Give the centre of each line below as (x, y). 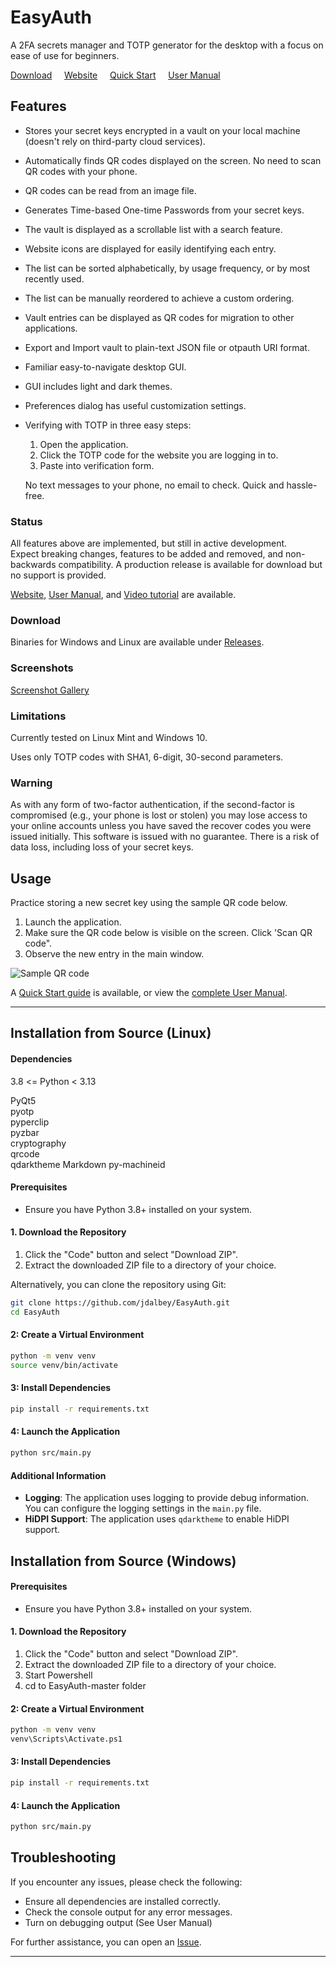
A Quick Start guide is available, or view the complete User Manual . (149, 993)
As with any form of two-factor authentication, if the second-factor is (152, 805)
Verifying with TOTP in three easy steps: (108, 425)
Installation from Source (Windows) (123, 1561)
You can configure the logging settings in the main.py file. (143, 1508)
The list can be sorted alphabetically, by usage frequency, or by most (167, 268)
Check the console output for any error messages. (128, 1912)
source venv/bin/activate (64, 1365)
